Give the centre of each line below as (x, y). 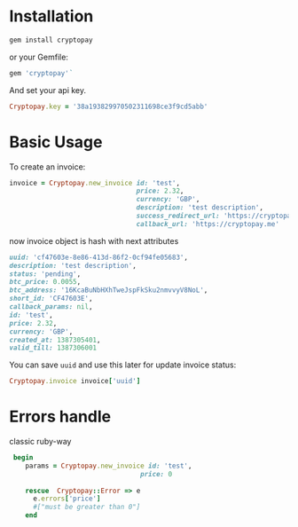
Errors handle (60, 417)
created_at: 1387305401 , (55, 340)
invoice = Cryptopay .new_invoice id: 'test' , (94, 183)
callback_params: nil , (51, 307)
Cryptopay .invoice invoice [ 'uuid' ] (75, 381)
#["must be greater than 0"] (86, 507)
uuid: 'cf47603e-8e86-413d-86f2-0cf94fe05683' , (99, 257)
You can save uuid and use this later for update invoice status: (123, 365)
